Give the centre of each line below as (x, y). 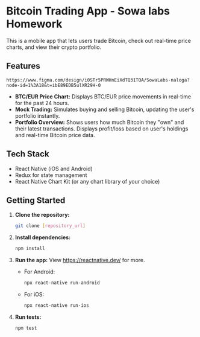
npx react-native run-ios (56, 306)
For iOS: (34, 294)
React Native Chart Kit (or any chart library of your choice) (87, 181)
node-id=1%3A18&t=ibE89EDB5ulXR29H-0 (54, 85)
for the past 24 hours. (42, 103)
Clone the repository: (42, 215)
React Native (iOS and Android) (54, 168)
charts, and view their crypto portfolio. (54, 47)
